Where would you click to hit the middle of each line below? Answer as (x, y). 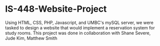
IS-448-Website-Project (56, 9)
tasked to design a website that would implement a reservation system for (80, 27)
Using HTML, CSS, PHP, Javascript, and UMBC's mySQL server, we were (79, 23)
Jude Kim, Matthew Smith (31, 38)
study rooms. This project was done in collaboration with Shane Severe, (78, 33)
